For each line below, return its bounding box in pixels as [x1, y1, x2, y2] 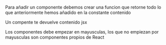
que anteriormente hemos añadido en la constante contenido [5, 9, 131, 15]
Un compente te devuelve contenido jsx [5, 19, 87, 25]
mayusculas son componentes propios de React [5, 34, 104, 40]
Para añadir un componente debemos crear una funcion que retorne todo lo [5, 4, 161, 10]
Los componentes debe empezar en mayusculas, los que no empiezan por [5, 29, 159, 34]
